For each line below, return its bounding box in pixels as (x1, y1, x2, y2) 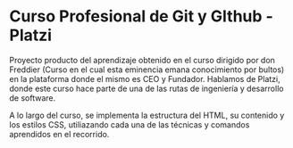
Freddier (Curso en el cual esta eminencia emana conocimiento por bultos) (9, 64, 285, 75)
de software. (9, 92, 56, 103)
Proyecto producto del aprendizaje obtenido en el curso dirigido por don (9, 54, 275, 65)
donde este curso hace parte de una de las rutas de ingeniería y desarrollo (9, 83, 284, 94)
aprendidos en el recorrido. (9, 128, 110, 139)
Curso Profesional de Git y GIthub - (9, 6, 274, 27)
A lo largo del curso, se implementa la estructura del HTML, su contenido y (9, 110, 285, 120)
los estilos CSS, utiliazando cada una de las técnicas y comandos (9, 119, 250, 130)
